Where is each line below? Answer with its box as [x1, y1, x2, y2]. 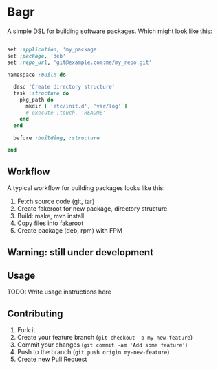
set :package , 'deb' [7, 52, 67, 59]
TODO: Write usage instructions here [7, 288, 111, 296]
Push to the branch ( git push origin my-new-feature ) [17, 348, 170, 356]
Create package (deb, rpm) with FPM [17, 227, 122, 235]
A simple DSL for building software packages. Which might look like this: [7, 27, 212, 35]
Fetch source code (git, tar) [17, 197, 95, 206]
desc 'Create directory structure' [13, 84, 116, 91]
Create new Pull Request [17, 355, 87, 364]
